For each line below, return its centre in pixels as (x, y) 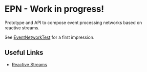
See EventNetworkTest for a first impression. (50, 37)
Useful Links (24, 53)
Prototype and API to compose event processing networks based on (73, 23)
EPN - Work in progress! (54, 9)
